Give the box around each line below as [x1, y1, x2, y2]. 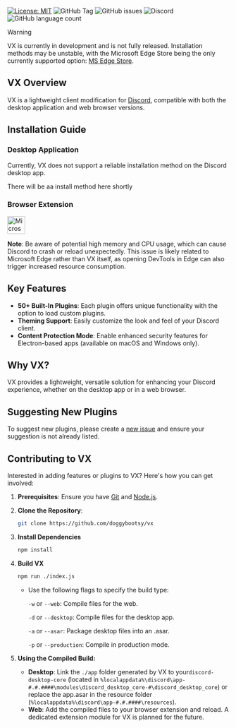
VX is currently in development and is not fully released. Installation [7, 42, 203, 49]
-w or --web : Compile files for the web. [27, 599, 139, 607]
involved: [7, 479, 34, 487]
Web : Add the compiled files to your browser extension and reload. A [27, 705, 229, 713]
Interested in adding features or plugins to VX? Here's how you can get [7, 472, 213, 480]
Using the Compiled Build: [17, 654, 96, 662]
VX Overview [7, 77, 67, 89]
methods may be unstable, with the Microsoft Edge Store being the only [7, 49, 216, 57]
